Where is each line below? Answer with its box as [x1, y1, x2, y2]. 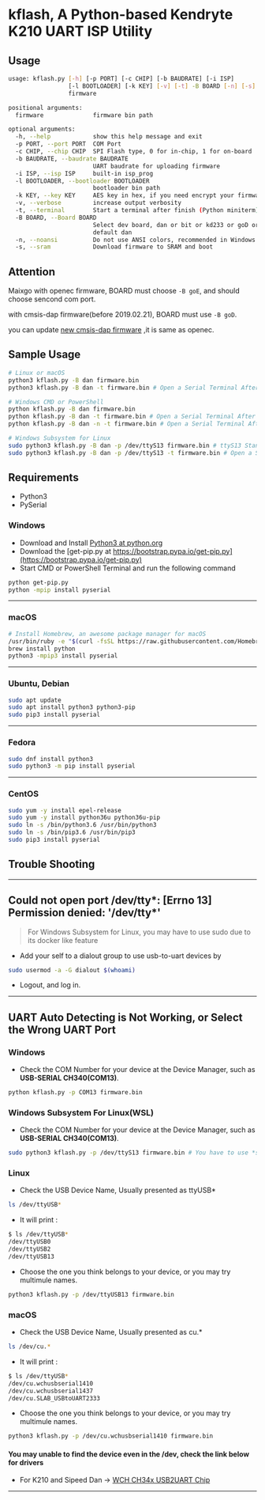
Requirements [8, 471, 79, 484]
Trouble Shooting [8, 858, 95, 871]
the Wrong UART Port [8, 1023, 116, 1036]
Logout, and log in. [19, 980, 81, 990]
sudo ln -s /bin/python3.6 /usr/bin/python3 [8, 821, 157, 829]
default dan [92, 228, 132, 237]
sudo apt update [8, 696, 62, 704]
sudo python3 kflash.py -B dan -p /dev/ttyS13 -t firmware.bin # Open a [8, 449, 252, 456]
